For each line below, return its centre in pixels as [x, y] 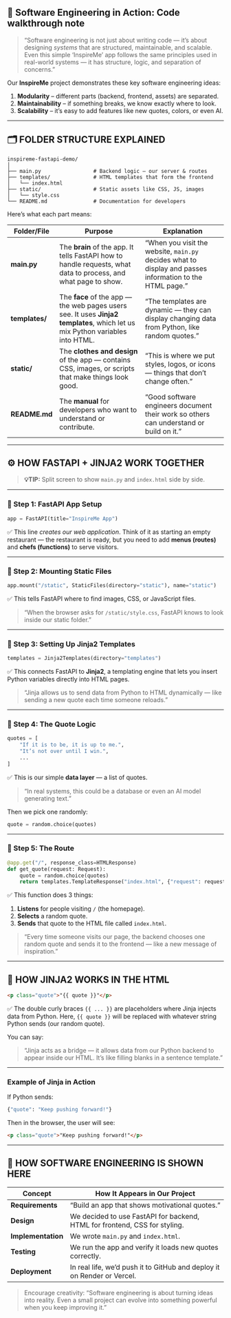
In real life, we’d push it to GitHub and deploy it [145, 1267]
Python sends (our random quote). [56, 1023]
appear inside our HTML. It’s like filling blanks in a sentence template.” [123, 1058]
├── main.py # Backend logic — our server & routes [107, 171]
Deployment [31, 1271]
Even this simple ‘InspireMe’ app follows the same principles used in [121, 54]
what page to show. [91, 281]
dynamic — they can [178, 309]
